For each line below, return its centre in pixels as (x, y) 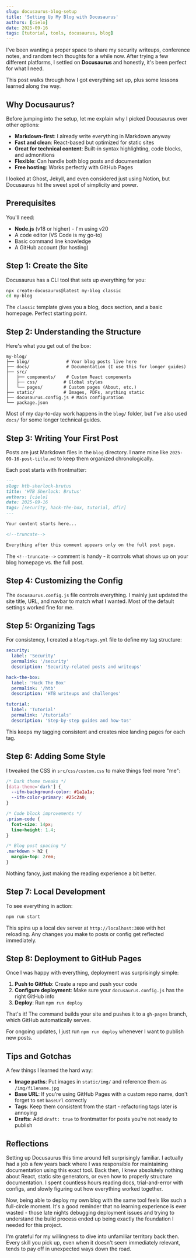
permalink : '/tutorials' (41, 715)
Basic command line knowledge (53, 241)
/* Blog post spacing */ (36, 846)
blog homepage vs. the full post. (45, 562)
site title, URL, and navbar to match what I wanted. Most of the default (90, 601)
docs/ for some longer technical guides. (54, 420)
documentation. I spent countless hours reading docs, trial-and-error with (95, 1182)
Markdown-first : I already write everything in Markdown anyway (92, 136)
